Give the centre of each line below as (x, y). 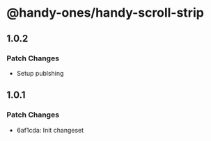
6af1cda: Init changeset (50, 130)
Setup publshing (40, 73)
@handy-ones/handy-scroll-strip (105, 13)
